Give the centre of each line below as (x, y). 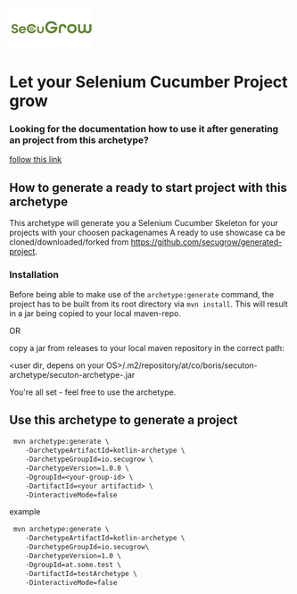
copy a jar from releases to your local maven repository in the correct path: (147, 347)
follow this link (36, 160)
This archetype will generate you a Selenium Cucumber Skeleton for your (144, 223)
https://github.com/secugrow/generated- (206, 242)
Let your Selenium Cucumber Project (148, 82)
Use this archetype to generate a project (124, 419)
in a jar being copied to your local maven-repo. (95, 313)
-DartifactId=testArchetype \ (82, 574)
